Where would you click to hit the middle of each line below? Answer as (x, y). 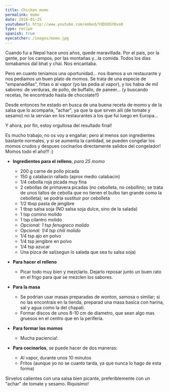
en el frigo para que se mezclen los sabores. (66, 277)
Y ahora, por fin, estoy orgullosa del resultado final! (59, 125)
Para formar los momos (38, 328)
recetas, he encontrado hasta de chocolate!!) (52, 95)
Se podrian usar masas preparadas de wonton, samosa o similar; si (90, 297)
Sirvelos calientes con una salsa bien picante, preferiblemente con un (78, 378)
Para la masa (26, 287)
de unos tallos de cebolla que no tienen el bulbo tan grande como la (91, 192)
